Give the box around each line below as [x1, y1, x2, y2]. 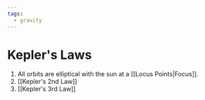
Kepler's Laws [7, 47, 93, 63]
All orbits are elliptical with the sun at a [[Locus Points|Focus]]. [17, 70, 199, 78]
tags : [7, 10, 23, 17]
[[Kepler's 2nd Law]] [17, 78, 77, 86]
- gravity [13, 17, 42, 24]
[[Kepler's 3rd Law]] [17, 85, 76, 93]
